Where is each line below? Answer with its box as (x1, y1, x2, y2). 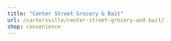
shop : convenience (7, 23, 61, 30)
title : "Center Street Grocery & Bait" (7, 10, 124, 17)
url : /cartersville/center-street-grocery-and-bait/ (7, 17, 165, 24)
